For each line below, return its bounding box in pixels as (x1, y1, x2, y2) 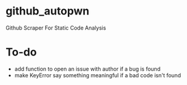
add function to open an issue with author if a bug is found (14, 65, 161, 72)
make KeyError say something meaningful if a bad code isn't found (14, 71, 181, 79)
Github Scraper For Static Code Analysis (5, 24, 107, 31)
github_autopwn (5, 4, 90, 18)
